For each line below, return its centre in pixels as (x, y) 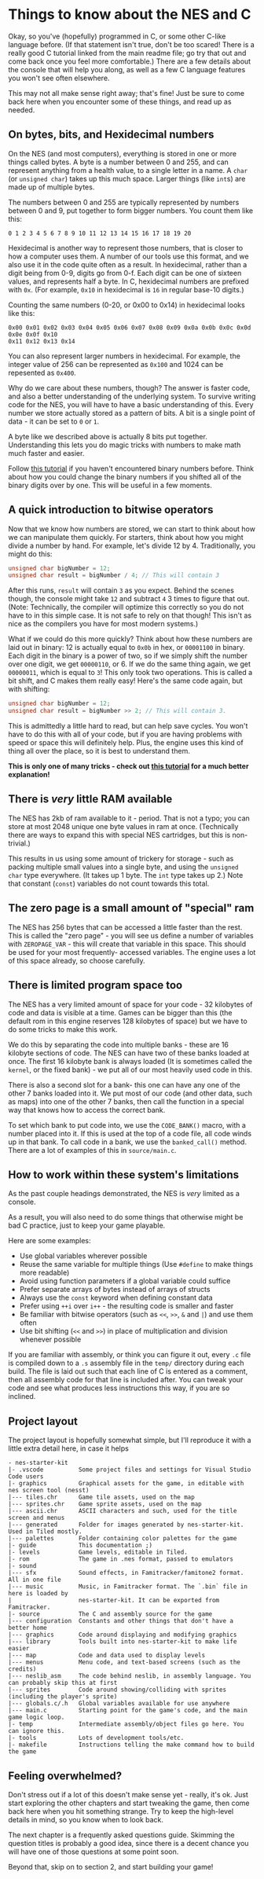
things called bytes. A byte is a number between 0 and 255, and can (119, 162)
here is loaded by (38, 1594)
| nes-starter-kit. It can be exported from (114, 1601)
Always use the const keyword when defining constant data (116, 1297)
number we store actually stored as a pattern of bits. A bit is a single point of (132, 413)
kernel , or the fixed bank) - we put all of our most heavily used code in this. (130, 1070)
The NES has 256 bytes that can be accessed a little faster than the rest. (125, 927)
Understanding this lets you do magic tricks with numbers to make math (125, 445)
